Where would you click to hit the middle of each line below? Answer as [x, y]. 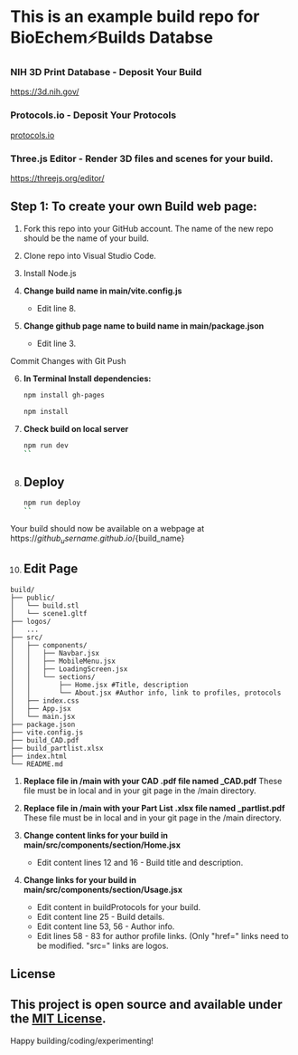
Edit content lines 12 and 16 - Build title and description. [140, 862]
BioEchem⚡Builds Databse [112, 38]
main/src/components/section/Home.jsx [102, 845]
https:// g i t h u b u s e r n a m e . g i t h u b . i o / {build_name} [98, 539]
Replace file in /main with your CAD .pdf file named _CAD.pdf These [153, 781]
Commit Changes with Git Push [68, 360]
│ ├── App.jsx [41, 708]
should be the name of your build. [86, 238]
